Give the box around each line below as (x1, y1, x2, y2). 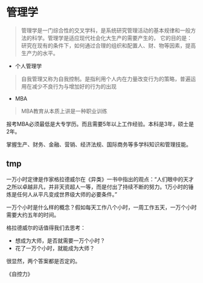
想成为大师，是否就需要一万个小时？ (14, 237, 106, 244)
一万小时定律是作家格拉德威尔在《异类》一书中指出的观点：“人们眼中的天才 (6, 175, 195, 182)
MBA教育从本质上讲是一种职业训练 (21, 107, 108, 115)
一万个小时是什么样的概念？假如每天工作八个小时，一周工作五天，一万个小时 (6, 204, 197, 211)
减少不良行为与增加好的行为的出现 (31, 82, 117, 90)
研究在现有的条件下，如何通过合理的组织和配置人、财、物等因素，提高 (21, 42, 196, 49)
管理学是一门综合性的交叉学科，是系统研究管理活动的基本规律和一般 (21, 27, 191, 34)
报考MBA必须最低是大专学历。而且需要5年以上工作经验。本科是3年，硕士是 (6, 120, 195, 127)
